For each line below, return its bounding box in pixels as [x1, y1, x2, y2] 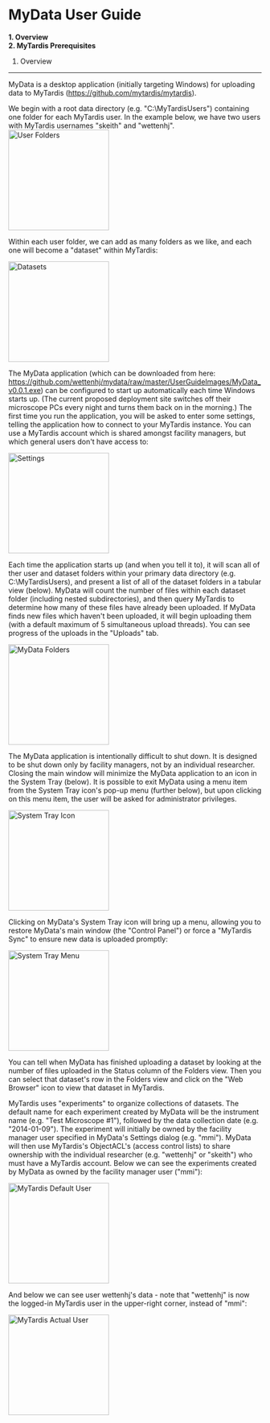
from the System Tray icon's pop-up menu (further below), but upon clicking [8, 785, 262, 795]
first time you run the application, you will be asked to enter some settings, [8, 411, 256, 420]
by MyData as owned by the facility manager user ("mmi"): [8, 1167, 203, 1176]
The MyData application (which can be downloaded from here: [8, 368, 216, 378]
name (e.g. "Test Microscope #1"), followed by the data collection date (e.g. [8, 1115, 259, 1125]
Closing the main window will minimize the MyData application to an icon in [8, 768, 257, 777]
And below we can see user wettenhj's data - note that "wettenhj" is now [8, 1290, 251, 1299]
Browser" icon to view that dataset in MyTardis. [8, 1083, 165, 1093]
